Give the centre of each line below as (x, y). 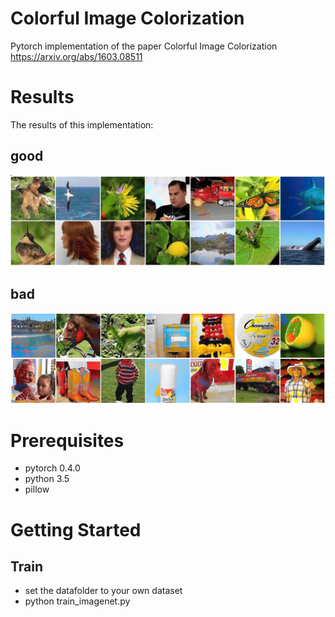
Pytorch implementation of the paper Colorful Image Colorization (144, 46)
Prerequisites (67, 440)
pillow (37, 489)
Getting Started (76, 529)
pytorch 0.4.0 (52, 468)
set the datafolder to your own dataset (103, 591)
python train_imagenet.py (77, 601)
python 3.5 (47, 479)
